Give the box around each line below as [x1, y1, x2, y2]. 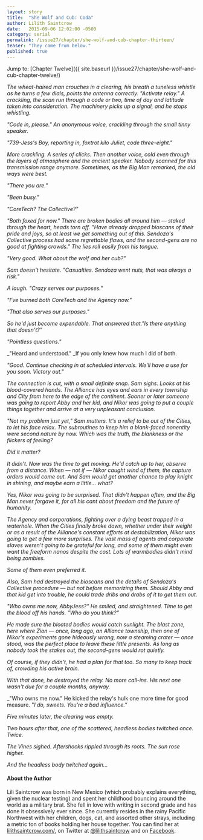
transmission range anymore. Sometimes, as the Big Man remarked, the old [7, 163, 196, 170]
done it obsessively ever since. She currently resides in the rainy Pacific [7, 807, 186, 815]
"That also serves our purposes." [7, 307, 90, 315]
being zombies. [7, 554, 45, 562]
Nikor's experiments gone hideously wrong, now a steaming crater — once [7, 633, 194, 640]
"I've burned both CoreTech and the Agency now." [7, 296, 132, 303]
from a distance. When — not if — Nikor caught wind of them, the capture [7, 466, 192, 474]
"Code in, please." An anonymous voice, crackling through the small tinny [7, 121, 191, 128]
